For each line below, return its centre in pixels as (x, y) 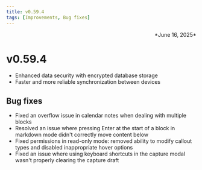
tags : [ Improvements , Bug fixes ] (48, 17)
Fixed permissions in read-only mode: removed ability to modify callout (103, 141)
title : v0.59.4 (25, 12)
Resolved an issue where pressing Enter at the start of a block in (95, 128)
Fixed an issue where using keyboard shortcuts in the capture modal (100, 154)
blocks (23, 122)
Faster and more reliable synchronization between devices (88, 82)
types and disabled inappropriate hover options (74, 148)
